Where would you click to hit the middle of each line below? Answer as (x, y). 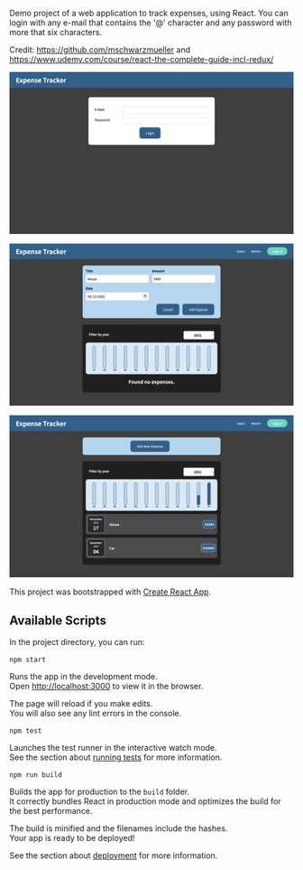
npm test (26, 731)
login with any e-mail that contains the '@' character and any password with (151, 23)
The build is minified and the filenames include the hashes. (119, 828)
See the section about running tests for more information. (116, 757)
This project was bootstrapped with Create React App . (110, 592)
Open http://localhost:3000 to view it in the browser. (106, 687)
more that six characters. (55, 32)
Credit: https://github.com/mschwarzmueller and (100, 50)
